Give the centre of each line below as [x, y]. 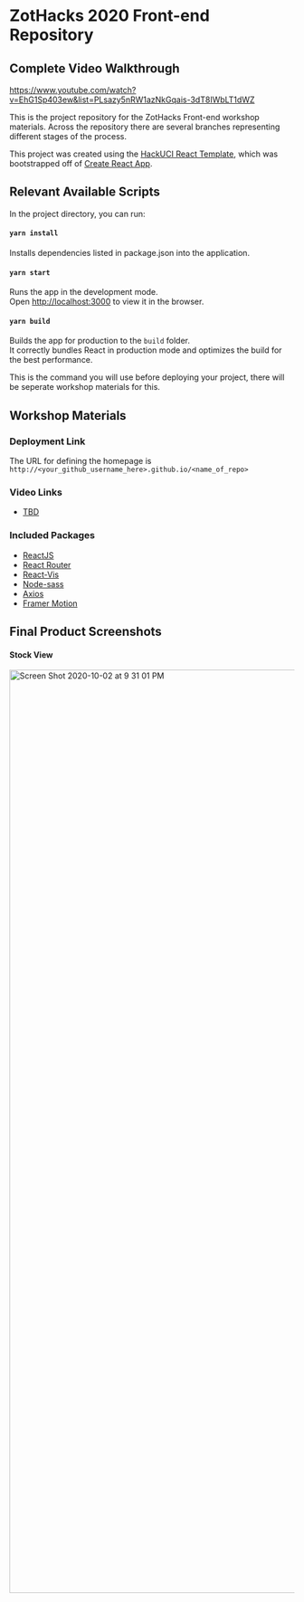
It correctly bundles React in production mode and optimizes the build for [146, 350]
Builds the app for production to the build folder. [100, 341]
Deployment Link [47, 441]
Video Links [36, 492]
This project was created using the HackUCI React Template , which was [144, 154]
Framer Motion [50, 603]
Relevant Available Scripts [85, 192]
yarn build [30, 321]
